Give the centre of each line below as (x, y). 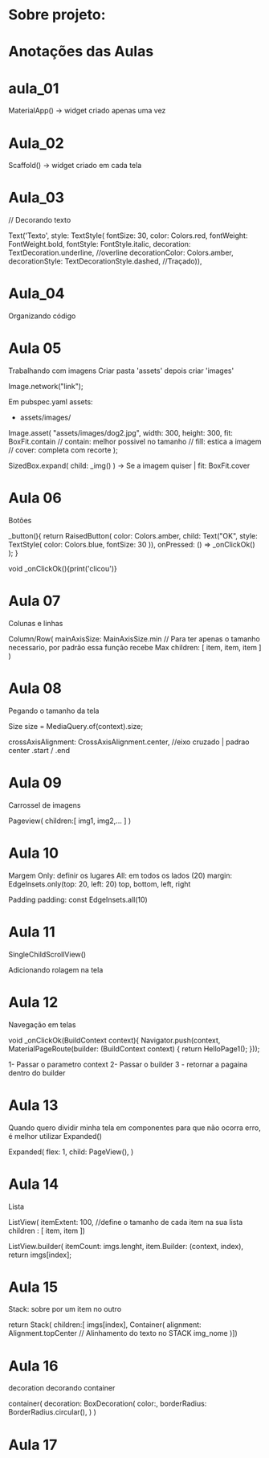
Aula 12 (33, 1002)
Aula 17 (33, 1445)
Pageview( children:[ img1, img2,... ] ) (70, 821)
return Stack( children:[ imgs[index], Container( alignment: (105, 1325)
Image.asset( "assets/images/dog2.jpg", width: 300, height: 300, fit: (120, 433)
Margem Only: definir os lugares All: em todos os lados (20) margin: (120, 875)
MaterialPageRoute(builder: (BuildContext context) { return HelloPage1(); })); (134, 1048)
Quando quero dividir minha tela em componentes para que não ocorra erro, (134, 1128)
